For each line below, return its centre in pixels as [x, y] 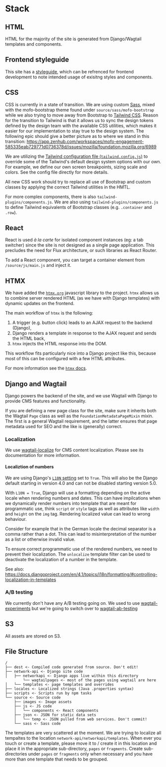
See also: [15, 569]
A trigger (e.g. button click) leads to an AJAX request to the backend [82, 322]
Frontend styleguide [37, 60]
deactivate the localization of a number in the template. [61, 559]
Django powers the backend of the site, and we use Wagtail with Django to [81, 396]
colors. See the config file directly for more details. [57, 172]
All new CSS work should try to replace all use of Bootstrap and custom [78, 182]
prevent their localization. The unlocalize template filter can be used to [78, 554]
